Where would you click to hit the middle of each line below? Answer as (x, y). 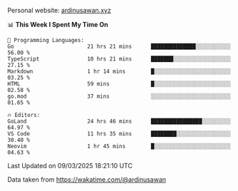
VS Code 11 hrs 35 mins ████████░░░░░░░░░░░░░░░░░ (119, 134)
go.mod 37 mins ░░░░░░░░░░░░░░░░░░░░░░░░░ (119, 96)
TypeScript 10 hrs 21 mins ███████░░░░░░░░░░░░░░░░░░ (119, 59)
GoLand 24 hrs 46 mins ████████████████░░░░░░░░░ (119, 121)
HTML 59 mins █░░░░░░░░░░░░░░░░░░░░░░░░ (119, 84)
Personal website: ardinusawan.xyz (59, 10)
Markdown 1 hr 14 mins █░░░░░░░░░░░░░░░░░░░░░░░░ (119, 71)
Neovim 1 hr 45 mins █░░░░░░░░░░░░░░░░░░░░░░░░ (119, 146)
